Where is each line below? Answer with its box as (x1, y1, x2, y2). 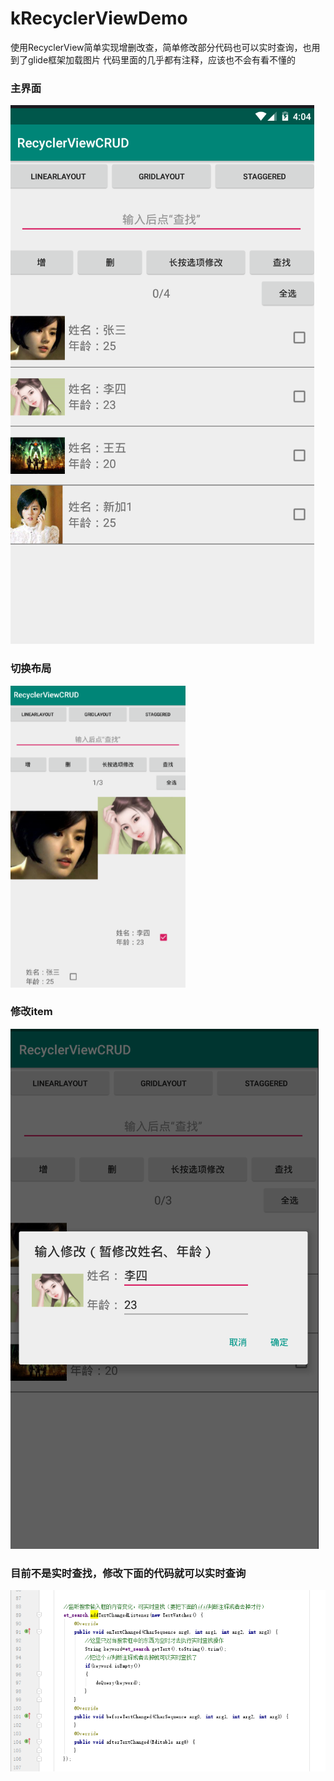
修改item (10, 1005, 53, 1019)
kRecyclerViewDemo (10, 7, 188, 30)
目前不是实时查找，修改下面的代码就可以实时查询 (10, 1566, 247, 1580)
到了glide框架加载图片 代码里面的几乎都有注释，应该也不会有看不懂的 (10, 53, 297, 66)
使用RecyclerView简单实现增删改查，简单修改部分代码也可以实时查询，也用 (10, 41, 321, 53)
